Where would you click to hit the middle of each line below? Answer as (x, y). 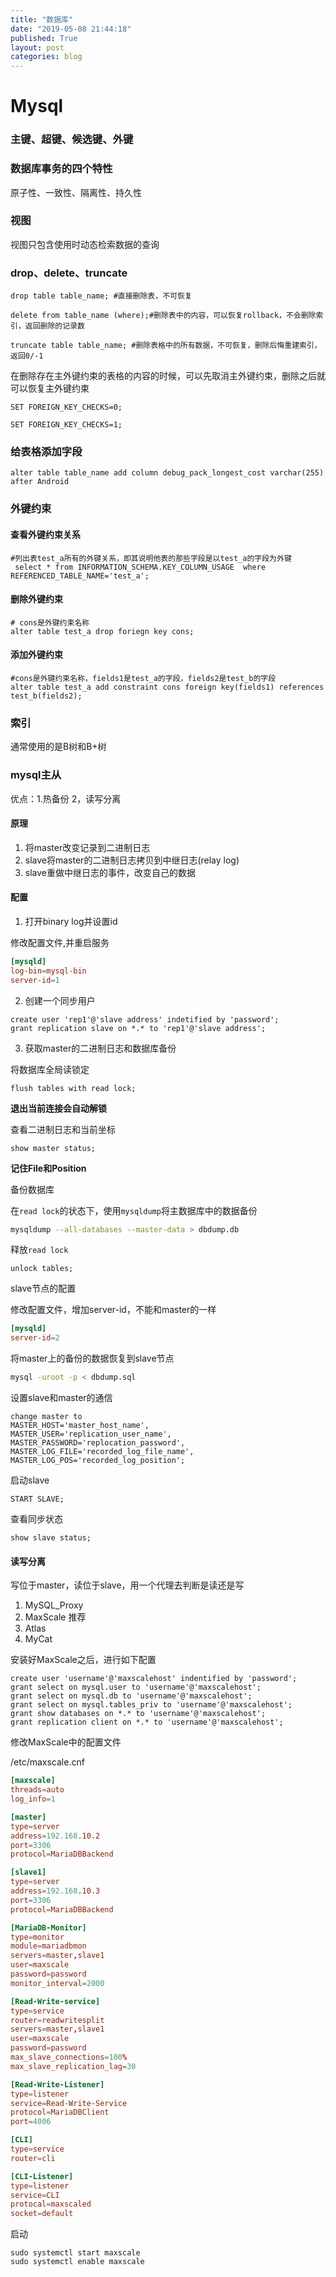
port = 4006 (31, 2122)
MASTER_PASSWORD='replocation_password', (98, 1443)
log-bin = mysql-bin (48, 971)
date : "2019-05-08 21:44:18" (71, 29)
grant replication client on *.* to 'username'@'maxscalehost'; (147, 1722)
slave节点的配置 (43, 1288)
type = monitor (37, 1937)
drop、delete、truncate (69, 273)
